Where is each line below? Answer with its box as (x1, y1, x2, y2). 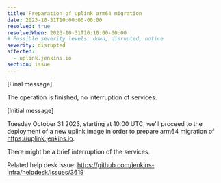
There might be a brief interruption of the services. (7, 147, 151, 156)
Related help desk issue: (7, 160, 77, 169)
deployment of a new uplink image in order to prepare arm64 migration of (7, 127, 215, 135)
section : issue (7, 61, 51, 68)
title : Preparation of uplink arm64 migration (7, 10, 142, 17)
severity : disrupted (7, 42, 66, 49)
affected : (7, 49, 36, 56)
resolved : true (7, 23, 51, 29)
